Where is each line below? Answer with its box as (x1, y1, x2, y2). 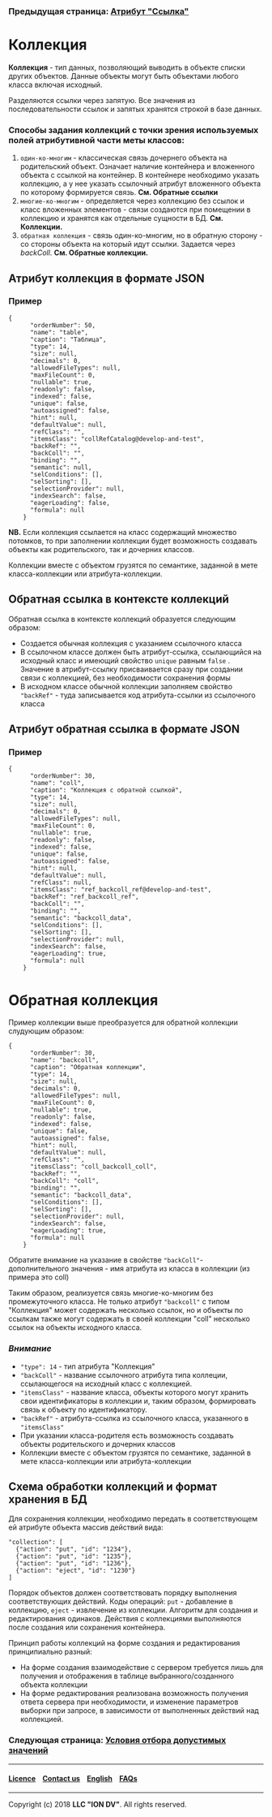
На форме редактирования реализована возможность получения (19, 1689, 249, 1698)
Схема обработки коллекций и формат (8, 1479, 218, 1493)
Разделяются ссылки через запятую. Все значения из (8, 95, 196, 105)
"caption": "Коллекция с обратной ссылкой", (29, 786, 183, 795)
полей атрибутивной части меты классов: (8, 134, 185, 145)
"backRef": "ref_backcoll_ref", (29, 893, 139, 901)
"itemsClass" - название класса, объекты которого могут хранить (19, 1387, 249, 1397)
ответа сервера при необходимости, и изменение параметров (19, 1697, 239, 1707)
